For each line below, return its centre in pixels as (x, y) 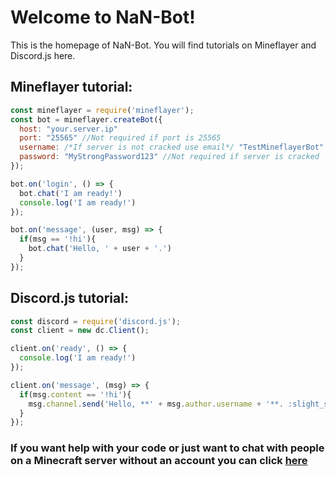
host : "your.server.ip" (68, 129)
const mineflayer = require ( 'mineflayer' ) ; (102, 110)
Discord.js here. (43, 55)
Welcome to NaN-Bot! (103, 17)
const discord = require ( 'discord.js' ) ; (96, 321)
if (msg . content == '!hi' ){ (75, 394)
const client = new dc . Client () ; (80, 331)
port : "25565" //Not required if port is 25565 (120, 138)
